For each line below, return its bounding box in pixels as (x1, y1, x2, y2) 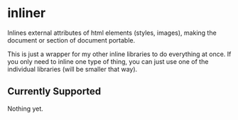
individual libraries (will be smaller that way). (7, 65, 138, 73)
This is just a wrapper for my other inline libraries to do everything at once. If (7, 50, 232, 58)
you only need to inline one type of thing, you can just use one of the (7, 57, 209, 65)
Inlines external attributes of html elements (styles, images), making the (7, 28, 217, 37)
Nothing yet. (7, 104, 44, 113)
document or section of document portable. (7, 36, 136, 44)
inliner (7, 5, 46, 21)
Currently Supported (7, 85, 102, 97)
